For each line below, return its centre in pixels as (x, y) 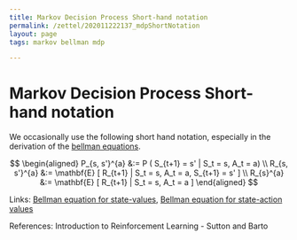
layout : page (33, 34)
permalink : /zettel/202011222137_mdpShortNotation (105, 26)
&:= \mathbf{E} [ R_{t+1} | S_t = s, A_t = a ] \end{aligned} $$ (149, 182)
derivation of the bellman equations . (75, 146)
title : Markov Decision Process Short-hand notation (109, 17)
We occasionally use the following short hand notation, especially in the (140, 137)
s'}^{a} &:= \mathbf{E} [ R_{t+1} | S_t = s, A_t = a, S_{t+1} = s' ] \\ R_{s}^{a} (149, 173)
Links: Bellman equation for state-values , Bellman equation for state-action (146, 199)
